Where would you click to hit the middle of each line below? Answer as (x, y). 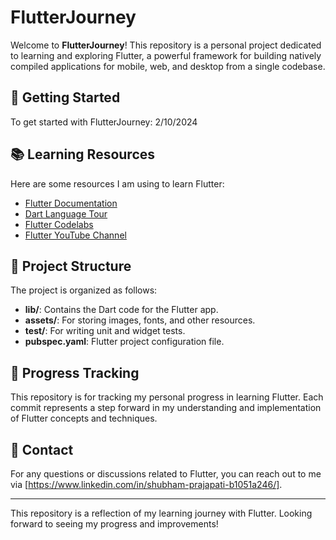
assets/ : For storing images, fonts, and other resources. (140, 320)
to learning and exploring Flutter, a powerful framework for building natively (166, 55)
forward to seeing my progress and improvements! (114, 524)
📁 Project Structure (71, 266)
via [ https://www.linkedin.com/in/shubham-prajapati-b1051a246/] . (146, 484)
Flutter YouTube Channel (75, 235)
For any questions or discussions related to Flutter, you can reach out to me (166, 474)
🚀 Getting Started (65, 97)
